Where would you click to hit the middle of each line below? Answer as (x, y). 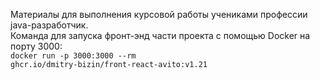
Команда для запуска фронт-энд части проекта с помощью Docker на (160, 35)
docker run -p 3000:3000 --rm (73, 56)
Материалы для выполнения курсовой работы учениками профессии (159, 14)
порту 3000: (36, 46)
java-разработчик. (49, 25)
